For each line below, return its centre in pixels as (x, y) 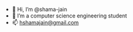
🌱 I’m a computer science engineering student (70, 16)
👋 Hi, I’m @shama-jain (40, 9)
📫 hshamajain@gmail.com (45, 22)
